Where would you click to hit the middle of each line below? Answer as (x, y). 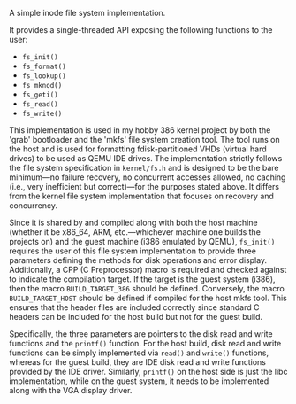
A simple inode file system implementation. (87, 13)
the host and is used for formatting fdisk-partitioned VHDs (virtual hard (138, 149)
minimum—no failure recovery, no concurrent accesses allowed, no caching (148, 177)
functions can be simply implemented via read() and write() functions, (139, 353)
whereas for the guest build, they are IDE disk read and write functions (138, 362)
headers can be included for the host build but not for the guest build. (136, 317)
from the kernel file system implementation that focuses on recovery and (141, 196)
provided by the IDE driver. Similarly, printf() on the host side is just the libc (148, 372)
